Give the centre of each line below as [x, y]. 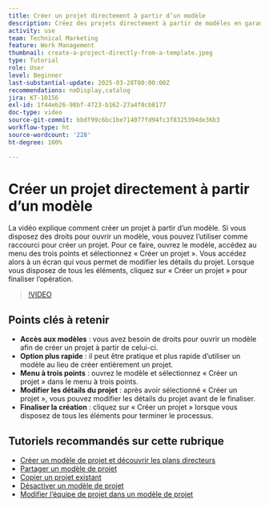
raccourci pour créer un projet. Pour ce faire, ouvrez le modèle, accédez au [132, 245]
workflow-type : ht [39, 127]
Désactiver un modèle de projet [72, 486]
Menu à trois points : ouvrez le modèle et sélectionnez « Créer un [128, 373]
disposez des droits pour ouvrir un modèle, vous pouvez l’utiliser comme [128, 236]
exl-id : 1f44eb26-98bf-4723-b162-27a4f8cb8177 [87, 105]
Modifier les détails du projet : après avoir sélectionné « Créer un [128, 390]
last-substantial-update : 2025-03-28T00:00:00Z [89, 82]
